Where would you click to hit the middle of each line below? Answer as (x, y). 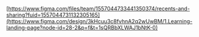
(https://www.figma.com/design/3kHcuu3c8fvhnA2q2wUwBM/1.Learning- (99, 21)
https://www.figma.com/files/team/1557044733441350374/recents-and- (99, 9)
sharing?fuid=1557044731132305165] (53, 15)
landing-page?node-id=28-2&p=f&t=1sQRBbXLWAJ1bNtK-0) (82, 27)
